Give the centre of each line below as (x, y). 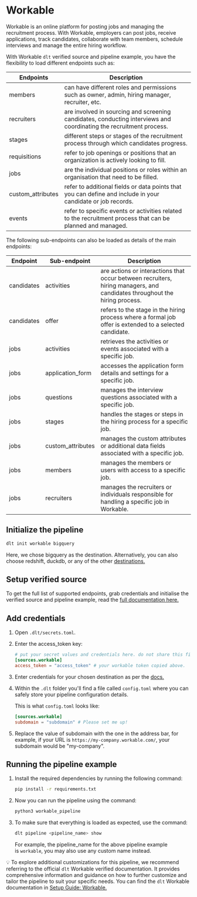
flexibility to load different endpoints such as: (61, 63)
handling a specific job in (135, 502)
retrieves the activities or (135, 341)
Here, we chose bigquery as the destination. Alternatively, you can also (92, 555)
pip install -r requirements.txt (55, 789)
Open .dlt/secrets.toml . (45, 632)
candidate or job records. (99, 201)
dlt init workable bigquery (40, 543)
